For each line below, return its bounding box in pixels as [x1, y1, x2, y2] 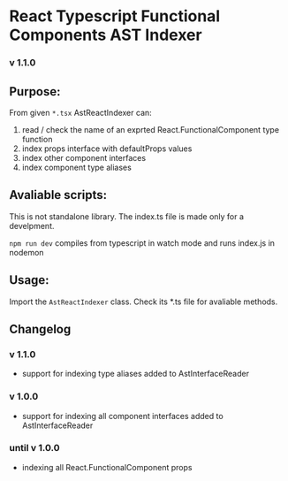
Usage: [9, 272, 50, 288]
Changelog [9, 321, 72, 337]
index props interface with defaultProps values [21, 143, 193, 154]
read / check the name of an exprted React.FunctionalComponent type [21, 124, 280, 134]
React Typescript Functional [9, 6, 221, 27]
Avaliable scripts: [9, 187, 108, 202]
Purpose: [9, 84, 61, 99]
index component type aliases [21, 162, 133, 172]
